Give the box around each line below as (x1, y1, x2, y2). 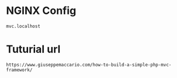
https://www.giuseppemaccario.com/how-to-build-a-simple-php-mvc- (6, 62, 172, 68)
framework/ (6, 67, 33, 73)
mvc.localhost (6, 23, 41, 29)
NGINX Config (6, 4, 76, 17)
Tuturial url (6, 42, 61, 56)
